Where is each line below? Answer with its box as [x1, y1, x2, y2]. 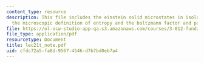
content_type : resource [6, 8, 67, 15]
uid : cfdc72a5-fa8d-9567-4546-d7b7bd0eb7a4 [6, 48, 118, 54]
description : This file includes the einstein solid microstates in [6, 14, 183, 20]
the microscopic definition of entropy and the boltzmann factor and [12, 20, 191, 26]
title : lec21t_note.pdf [6, 43, 67, 49]
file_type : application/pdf [6, 31, 78, 37]
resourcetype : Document [6, 37, 67, 43]
